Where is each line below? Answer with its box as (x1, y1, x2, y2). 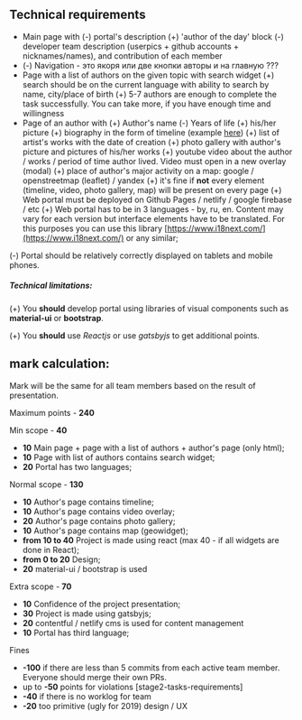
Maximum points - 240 (9, 407, 95, 418)
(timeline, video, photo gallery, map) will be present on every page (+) (22, 184, 282, 195)
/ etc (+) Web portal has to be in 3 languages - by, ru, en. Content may (22, 203, 284, 215)
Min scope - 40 (9, 424, 68, 436)
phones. (9, 259, 41, 270)
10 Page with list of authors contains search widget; (22, 451, 215, 463)
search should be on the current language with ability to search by (22, 78, 270, 89)
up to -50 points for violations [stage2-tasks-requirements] (22, 681, 243, 692)
